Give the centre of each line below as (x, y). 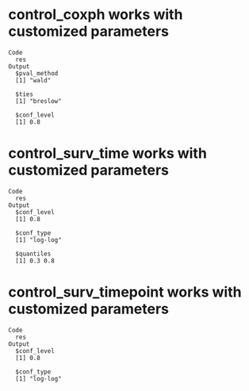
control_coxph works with (96, 15)
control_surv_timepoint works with (125, 292)
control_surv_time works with (108, 153)
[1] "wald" (33, 80)
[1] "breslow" (38, 101)
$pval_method (37, 73)
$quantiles (33, 254)
